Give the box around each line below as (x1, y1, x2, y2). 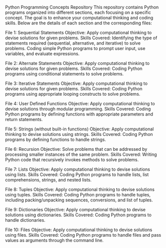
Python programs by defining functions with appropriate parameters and (5, 111, 154, 117)
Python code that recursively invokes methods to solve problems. (5, 157, 139, 163)
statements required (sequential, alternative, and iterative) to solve (5, 40, 141, 46)
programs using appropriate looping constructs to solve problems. (5, 91, 140, 97)
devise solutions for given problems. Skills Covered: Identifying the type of (5, 35, 158, 41)
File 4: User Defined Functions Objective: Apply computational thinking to (5, 101, 155, 106)
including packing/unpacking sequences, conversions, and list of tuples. (5, 197, 153, 203)
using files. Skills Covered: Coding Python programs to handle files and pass (5, 232, 162, 238)
